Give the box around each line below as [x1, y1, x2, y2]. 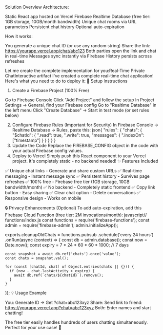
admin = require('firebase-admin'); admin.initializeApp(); [5, 223, 119, 228]
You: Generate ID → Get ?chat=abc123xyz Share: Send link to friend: [5, 299, 143, 305]
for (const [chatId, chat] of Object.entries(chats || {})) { [5, 264, 134, 269]
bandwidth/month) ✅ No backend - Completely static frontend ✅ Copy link [5, 185, 155, 190]
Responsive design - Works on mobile [5, 195, 81, 201]
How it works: [5, 34, 33, 39]
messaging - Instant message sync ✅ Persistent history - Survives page [5, 173, 150, 179]
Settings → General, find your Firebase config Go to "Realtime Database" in [5, 102, 157, 108]
